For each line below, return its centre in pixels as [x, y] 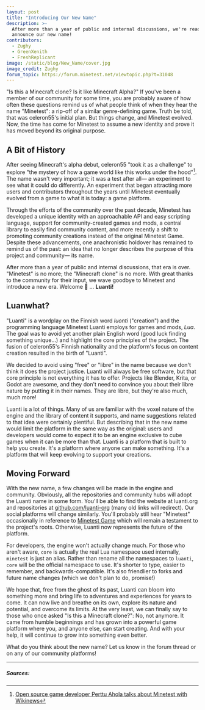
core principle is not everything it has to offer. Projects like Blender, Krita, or [101, 378]
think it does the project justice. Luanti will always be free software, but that [101, 371]
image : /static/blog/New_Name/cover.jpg [59, 63]
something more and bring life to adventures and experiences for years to [99, 596]
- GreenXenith [30, 52]
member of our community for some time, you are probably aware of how [99, 98]
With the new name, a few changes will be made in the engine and [90, 488]
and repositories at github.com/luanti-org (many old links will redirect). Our [100, 508]
